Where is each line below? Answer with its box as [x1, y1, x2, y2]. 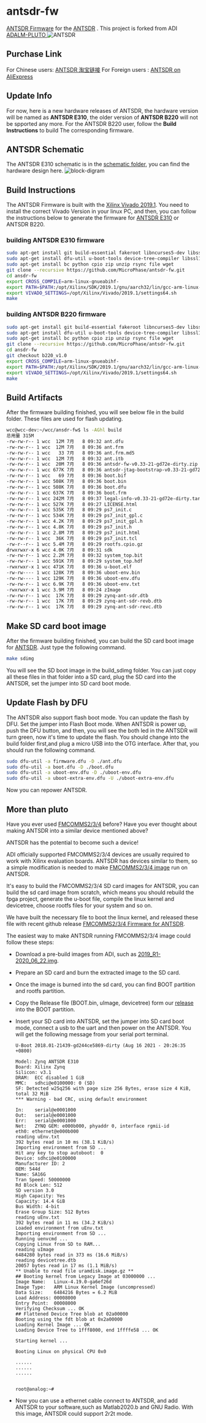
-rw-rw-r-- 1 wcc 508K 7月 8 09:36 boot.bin [6, 479, 127, 485]
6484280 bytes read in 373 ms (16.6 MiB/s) [15, 1252, 129, 1259]
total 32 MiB [15, 1091, 49, 1097]
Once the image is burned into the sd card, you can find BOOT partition [15, 981, 196, 989]
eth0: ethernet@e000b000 [15, 1128, 79, 1135]
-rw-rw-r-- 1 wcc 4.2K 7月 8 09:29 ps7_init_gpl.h [6, 519, 143, 525]
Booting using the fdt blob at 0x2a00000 [15, 1316, 123, 1323]
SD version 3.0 [15, 1187, 55, 1194]
